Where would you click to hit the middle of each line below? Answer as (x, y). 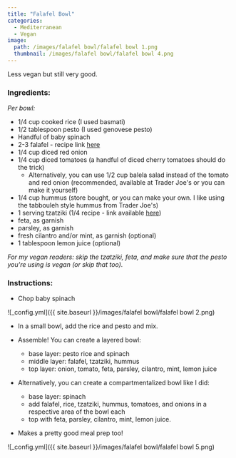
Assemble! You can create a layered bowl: (79, 340)
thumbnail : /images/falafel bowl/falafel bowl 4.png (94, 54)
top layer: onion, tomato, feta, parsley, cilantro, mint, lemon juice (123, 369)
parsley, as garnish (45, 228)
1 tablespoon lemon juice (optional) (69, 243)
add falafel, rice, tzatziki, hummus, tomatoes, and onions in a (117, 404)
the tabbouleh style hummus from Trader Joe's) (88, 205)
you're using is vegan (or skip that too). (65, 265)
